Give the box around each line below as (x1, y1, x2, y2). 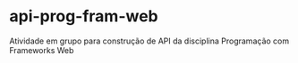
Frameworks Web (9, 44, 74, 55)
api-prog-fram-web (9, 6, 158, 27)
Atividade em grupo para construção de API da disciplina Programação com (9, 35, 289, 46)
